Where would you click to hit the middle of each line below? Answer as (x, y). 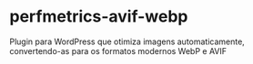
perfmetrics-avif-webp (99, 17)
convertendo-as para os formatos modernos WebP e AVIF (118, 50)
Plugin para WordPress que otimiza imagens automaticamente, (127, 41)
